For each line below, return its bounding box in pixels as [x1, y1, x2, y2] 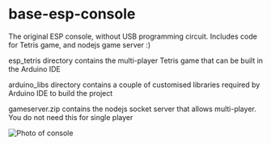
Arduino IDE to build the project [8, 88, 113, 97]
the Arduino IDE [8, 64, 61, 73]
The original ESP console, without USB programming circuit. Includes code [8, 31, 257, 41]
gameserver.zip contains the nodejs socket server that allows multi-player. [8, 104, 256, 114]
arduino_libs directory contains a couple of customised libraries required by [8, 80, 260, 89]
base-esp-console [8, 5, 136, 23]
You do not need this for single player [8, 112, 133, 122]
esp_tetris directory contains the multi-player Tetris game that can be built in [8, 56, 264, 65]
